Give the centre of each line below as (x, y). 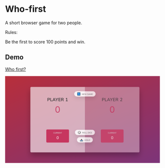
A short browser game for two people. (44, 23)
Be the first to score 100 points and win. (45, 42)
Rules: (12, 32)
